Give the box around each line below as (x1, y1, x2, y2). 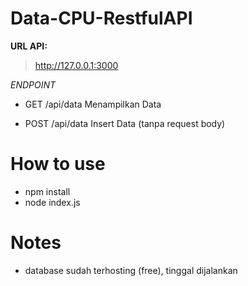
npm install (24, 185, 71, 197)
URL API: (10, 40, 48, 52)
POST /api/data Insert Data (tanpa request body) (24, 117, 226, 129)
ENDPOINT (10, 78, 57, 91)
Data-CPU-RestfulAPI (10, 7, 193, 30)
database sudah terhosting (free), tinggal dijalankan (24, 264, 238, 276)
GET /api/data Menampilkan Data (24, 98, 162, 110)
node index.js (24, 196, 81, 208)
